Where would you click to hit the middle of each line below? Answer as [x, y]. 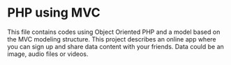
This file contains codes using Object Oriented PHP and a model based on [114, 32]
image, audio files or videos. [48, 54]
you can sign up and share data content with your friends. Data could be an [116, 46]
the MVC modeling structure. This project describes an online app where [112, 39]
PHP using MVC [54, 13]
